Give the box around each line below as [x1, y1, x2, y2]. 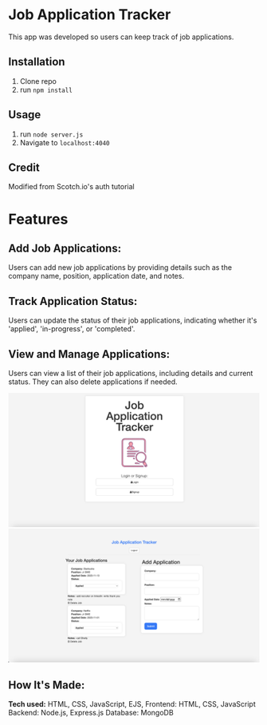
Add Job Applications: [8, 241, 122, 255]
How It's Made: [8, 678, 85, 691]
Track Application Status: [8, 294, 138, 308]
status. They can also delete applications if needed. [8, 377, 178, 386]
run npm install [19, 85, 73, 94]
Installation [8, 55, 65, 69]
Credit [8, 160, 40, 174]
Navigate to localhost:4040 [19, 137, 110, 147]
